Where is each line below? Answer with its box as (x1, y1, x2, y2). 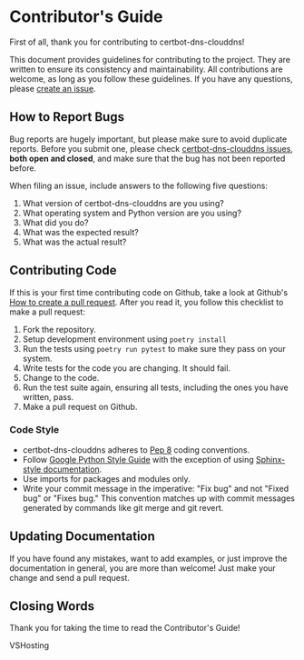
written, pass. (22, 391, 74, 402)
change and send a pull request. (9, 572, 130, 583)
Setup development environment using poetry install (22, 334, 227, 345)
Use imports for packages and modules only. (22, 473, 191, 484)
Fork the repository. (22, 324, 97, 335)
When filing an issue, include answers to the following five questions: (9, 180, 268, 191)
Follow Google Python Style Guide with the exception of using (22, 454, 254, 465)
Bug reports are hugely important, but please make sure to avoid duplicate (9, 134, 288, 145)
